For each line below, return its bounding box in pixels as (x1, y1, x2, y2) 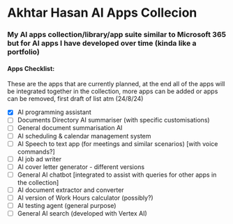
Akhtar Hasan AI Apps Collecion (7, 5, 197, 21)
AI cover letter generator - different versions (17, 162, 145, 171)
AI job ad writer (17, 154, 61, 163)
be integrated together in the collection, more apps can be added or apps (7, 87, 218, 95)
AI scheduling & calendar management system (17, 131, 151, 140)
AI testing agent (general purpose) (17, 201, 116, 209)
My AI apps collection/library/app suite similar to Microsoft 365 (7, 30, 227, 40)
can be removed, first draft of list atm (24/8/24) (7, 95, 144, 103)
